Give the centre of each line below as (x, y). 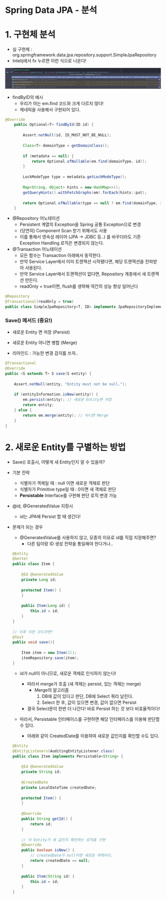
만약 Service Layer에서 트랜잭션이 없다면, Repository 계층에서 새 (83, 274)
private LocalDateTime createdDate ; (59, 788)
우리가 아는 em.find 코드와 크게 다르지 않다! (62, 103)
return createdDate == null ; (60, 861)
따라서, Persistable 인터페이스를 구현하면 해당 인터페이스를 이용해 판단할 (90, 719)
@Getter (20, 559)
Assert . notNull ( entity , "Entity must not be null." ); (70, 384)
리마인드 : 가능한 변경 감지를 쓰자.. (45, 353)
